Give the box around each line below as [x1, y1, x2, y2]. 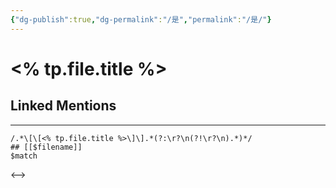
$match [10, 151, 38, 161]
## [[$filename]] [10, 142, 83, 152]
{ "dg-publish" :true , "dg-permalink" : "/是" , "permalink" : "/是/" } [10, 14, 272, 25]
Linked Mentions [10, 97, 117, 115]
